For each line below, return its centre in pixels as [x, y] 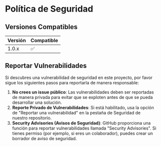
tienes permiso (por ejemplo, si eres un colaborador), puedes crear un [82, 133]
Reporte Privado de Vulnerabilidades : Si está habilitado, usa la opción [83, 107]
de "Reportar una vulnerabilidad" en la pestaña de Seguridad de [76, 113]
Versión [17, 41]
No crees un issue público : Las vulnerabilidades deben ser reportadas [83, 92]
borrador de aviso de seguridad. [44, 138]
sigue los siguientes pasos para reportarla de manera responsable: [72, 82]
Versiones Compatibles [41, 27]
